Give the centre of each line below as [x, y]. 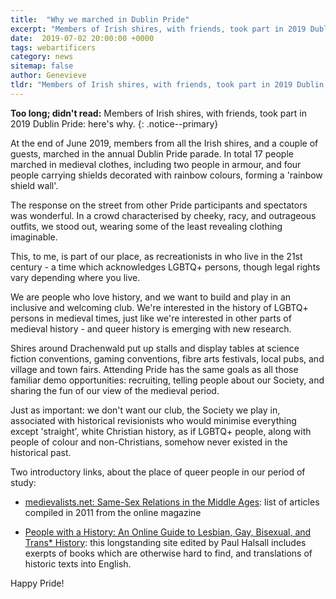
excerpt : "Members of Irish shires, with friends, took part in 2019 [158, 29]
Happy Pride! [37, 583]
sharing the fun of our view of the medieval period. [115, 390]
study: [23, 482]
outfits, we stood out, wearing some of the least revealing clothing [146, 226]
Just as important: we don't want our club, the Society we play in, [145, 410]
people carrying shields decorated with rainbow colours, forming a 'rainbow [166, 175]
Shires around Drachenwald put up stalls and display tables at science [155, 348]
